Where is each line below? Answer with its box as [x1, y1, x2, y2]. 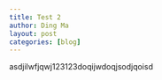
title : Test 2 [9, 12, 62, 22]
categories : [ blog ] [9, 37, 81, 47]
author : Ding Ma [9, 21, 69, 30]
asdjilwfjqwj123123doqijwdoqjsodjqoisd [9, 62, 153, 72]
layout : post [9, 29, 58, 38]
